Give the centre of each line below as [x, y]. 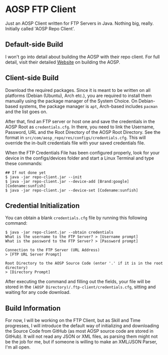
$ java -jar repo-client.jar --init [44, 177]
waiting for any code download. [38, 292]
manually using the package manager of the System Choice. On [71, 101]
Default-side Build [34, 45]
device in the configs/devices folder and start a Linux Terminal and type [80, 158]
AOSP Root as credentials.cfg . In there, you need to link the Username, [80, 127]
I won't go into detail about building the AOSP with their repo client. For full [82, 57]
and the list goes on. [26, 112]
